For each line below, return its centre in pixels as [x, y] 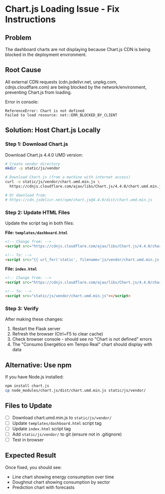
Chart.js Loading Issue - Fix [62, 9]
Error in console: [22, 102]
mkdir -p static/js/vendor [33, 168]
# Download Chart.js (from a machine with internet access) [68, 177]
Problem [18, 38]
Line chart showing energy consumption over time [63, 477]
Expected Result [31, 455]
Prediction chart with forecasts [43, 487]
